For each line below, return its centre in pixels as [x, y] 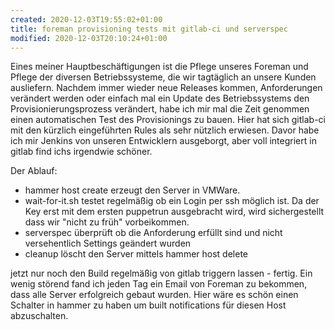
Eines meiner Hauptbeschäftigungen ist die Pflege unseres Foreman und [159, 67]
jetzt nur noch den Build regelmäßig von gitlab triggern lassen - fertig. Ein [161, 273]
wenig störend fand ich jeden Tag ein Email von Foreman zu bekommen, [159, 284]
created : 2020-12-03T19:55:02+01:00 [86, 19]
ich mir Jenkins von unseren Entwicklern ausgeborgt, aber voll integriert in [163, 141]
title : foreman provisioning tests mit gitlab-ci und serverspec [149, 29]
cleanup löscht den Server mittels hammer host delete [136, 254]
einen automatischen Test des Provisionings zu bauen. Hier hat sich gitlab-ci [168, 120]
